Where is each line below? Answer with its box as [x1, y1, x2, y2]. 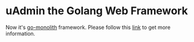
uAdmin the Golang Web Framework [5, 4, 188, 18]
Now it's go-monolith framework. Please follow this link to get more [5, 24, 171, 31]
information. [5, 30, 36, 37]
